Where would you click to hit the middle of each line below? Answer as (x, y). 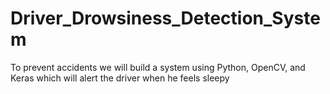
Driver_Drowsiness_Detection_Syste (165, 18)
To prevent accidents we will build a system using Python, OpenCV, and (158, 67)
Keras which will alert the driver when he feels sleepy (120, 78)
